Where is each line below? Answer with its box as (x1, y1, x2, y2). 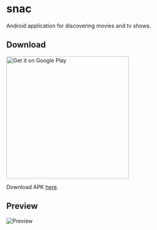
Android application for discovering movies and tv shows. (6, 22, 152, 29)
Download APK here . (6, 183, 59, 190)
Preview (6, 201, 38, 212)
